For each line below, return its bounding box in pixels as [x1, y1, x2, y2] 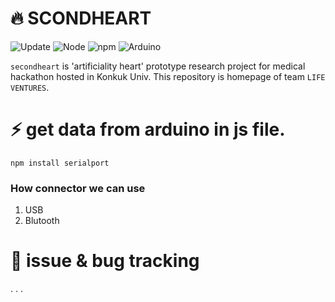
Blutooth [24, 215, 60, 227]
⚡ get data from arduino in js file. [10, 118, 286, 141]
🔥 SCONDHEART [10, 7, 152, 30]
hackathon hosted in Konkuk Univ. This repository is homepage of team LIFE [10, 70, 326, 82]
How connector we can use [10, 181, 146, 195]
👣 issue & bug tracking [10, 250, 200, 272]
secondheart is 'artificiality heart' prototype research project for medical [10, 60, 306, 72]
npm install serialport [10, 158, 110, 168]
